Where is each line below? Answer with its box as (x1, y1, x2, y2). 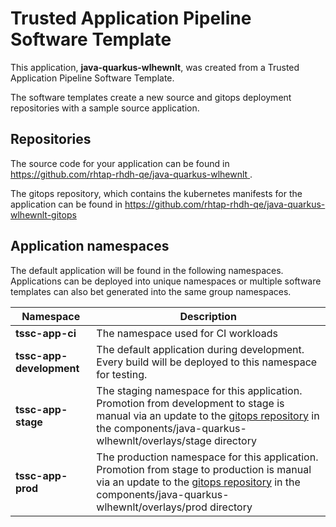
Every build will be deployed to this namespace (96, 355, 318, 369)
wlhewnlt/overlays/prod (96, 500, 208, 514)
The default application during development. (96, 342, 305, 356)
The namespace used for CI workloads (96, 326, 278, 340)
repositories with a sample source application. (10, 102, 200, 114)
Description (179, 309, 237, 323)
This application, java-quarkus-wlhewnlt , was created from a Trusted (10, 61, 300, 73)
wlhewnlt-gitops (10, 208, 77, 221)
